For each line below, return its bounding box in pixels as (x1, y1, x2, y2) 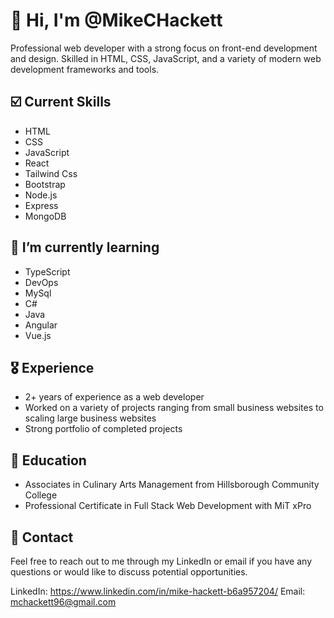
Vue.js (24, 329, 52, 341)
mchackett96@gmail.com (10, 596, 117, 608)
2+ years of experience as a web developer (24, 391, 205, 403)
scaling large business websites (24, 412, 157, 424)
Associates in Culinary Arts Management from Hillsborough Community (24, 479, 320, 491)
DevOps (24, 276, 59, 288)
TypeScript (24, 265, 71, 278)
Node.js (24, 189, 58, 201)
